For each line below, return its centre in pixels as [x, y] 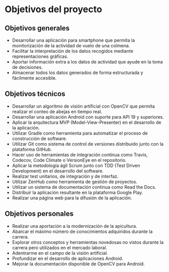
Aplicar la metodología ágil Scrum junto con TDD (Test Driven [76, 165]
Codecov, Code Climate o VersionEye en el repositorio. [69, 160]
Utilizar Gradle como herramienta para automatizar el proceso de [80, 133]
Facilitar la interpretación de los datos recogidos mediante [73, 51]
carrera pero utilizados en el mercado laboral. [59, 248]
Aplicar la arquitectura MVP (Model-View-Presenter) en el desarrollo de [87, 122]
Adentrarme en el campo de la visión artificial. [60, 253]
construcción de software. [39, 139]
